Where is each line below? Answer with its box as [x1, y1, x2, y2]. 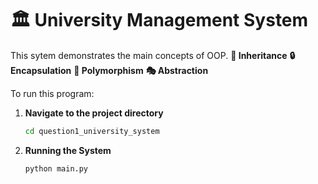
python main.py [24, 163, 89, 174]
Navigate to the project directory [24, 107, 164, 119]
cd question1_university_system [24, 126, 160, 136]
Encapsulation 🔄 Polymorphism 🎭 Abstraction [10, 64, 209, 76]
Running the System [24, 144, 112, 156]
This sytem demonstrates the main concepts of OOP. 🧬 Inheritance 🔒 [10, 49, 296, 61]
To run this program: [10, 87, 95, 99]
